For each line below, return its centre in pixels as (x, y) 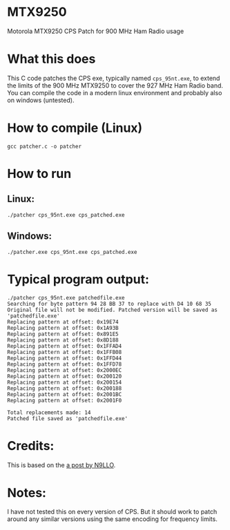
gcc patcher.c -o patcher (44, 146)
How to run (39, 174)
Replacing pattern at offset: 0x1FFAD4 (65, 346)
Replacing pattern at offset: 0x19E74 (63, 322)
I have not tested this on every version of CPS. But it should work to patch (112, 512)
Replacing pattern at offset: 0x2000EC (65, 370)
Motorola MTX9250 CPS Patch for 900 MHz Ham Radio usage (96, 31)
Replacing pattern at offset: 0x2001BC (65, 394)
